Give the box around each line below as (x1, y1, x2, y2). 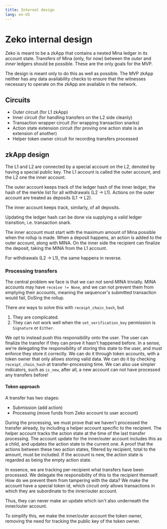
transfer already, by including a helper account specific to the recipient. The (5, 425, 161, 431)
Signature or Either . (12, 325, 54, 331)
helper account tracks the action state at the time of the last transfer (5, 430, 146, 436)
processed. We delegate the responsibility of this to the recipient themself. (5, 472, 159, 478)
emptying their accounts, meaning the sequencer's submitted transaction (5, 290, 156, 296)
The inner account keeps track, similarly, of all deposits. (5, 204, 120, 211)
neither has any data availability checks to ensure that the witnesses (5, 76, 146, 82)
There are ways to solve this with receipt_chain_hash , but (5, 305, 124, 311)
